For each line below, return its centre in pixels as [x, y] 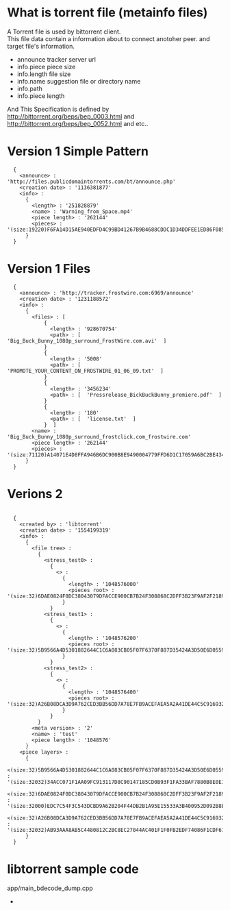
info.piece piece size [46, 66]
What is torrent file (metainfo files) [107, 13]
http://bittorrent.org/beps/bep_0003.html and [71, 116]
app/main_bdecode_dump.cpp [50, 888]
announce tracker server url [56, 59]
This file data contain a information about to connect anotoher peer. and [108, 38]
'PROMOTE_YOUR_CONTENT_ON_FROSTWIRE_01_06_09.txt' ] [86, 371]
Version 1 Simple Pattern [78, 151]
